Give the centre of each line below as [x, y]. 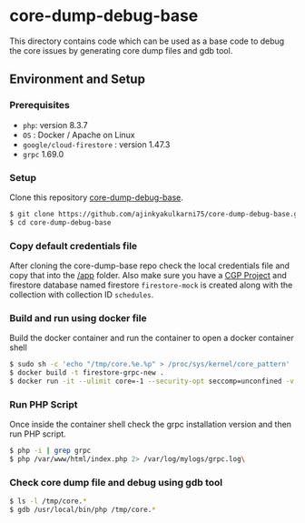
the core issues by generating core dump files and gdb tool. [121, 50]
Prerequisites [39, 106]
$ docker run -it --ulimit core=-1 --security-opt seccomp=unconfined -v [152, 382]
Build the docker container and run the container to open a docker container [152, 338]
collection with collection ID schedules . [82, 294]
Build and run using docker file [78, 317]
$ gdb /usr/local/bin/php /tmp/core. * [83, 510]
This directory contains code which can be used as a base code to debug [147, 41]
